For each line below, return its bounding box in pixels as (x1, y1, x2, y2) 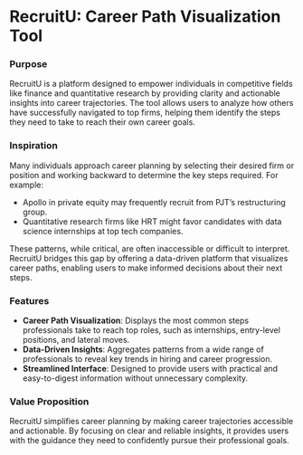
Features (9, 294, 50, 307)
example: (9, 179, 43, 190)
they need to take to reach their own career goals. (9, 117, 196, 128)
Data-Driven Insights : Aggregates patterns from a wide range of (22, 344, 264, 355)
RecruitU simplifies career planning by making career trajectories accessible (9, 416, 294, 427)
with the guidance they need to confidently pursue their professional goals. (9, 435, 289, 446)
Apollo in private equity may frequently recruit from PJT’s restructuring (22, 196, 287, 207)
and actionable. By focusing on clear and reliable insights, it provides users (9, 425, 289, 436)
